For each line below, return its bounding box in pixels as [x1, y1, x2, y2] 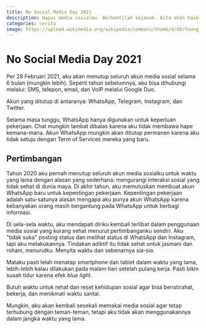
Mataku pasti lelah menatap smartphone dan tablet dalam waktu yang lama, [6, 259, 197, 265]
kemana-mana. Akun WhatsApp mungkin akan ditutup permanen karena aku [6, 129, 199, 137]
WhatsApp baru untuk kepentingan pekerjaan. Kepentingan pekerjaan [6, 189, 183, 196]
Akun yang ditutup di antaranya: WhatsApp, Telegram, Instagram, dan [6, 97, 183, 105]
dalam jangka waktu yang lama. [6, 315, 86, 322]
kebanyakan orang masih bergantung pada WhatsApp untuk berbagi [6, 202, 180, 209]
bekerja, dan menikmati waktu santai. [6, 290, 101, 297]
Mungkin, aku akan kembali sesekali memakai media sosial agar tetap [6, 302, 182, 309]
